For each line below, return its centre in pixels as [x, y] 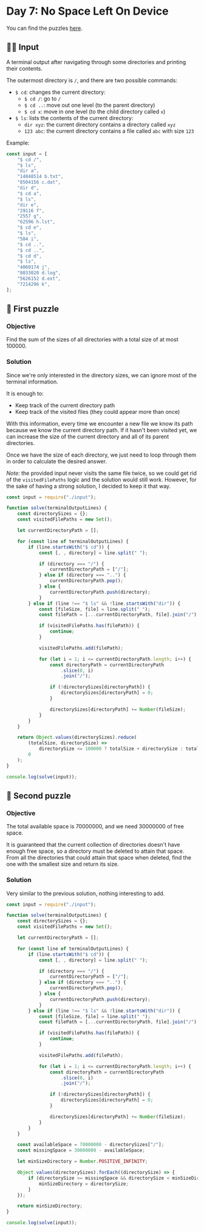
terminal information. [32, 382]
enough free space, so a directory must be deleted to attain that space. [95, 851]
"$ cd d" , [30, 256]
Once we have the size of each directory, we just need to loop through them [101, 455]
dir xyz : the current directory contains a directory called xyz [100, 124]
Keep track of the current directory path [65, 405]
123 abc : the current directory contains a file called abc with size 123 [109, 131]
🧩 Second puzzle [39, 796]
